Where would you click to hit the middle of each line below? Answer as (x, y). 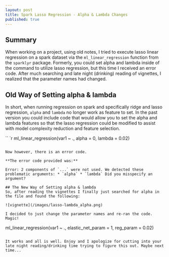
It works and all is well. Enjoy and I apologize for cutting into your (83, 241)
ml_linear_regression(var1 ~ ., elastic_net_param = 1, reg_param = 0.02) (80, 228)
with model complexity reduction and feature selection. (63, 128)
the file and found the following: (43, 196)
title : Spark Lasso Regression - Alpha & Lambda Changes (67, 15)
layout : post (19, 10)
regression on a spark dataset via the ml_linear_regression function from (82, 57)
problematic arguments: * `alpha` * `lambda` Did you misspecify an (79, 174)
